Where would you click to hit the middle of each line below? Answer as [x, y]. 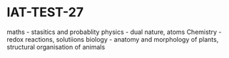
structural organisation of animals [56, 47]
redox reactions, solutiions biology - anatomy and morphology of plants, [113, 39]
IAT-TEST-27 [45, 12]
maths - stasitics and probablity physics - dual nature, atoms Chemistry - [114, 32]
